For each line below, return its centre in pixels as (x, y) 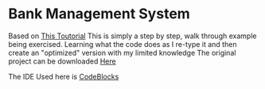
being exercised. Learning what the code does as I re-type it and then (123, 44)
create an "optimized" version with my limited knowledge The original (122, 52)
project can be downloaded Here (62, 61)
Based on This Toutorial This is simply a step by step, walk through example (132, 36)
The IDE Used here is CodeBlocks (64, 76)
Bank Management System (99, 14)
